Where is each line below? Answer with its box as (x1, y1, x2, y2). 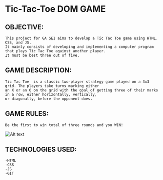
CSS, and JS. (5, 40, 32, 45)
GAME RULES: (5, 110, 49, 118)
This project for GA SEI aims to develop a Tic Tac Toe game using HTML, (5, 36, 159, 41)
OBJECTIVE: (5, 23, 44, 31)
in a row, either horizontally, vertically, (5, 92, 97, 97)
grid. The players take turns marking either (5, 83, 99, 89)
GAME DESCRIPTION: (5, 66, 72, 74)
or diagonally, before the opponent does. (5, 96, 93, 101)
